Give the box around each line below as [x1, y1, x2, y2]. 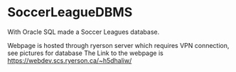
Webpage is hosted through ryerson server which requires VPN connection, [7, 41, 230, 49]
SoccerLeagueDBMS [7, 4, 133, 20]
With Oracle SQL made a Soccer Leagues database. [7, 28, 160, 36]
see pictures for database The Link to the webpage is [7, 49, 163, 57]
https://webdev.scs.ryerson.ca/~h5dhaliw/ [7, 56, 132, 64]
